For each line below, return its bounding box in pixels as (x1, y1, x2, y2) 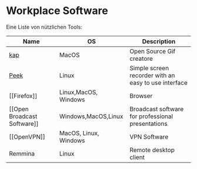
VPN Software (129, 133, 169, 141)
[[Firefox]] (9, 92, 38, 100)
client (129, 153, 145, 161)
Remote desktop (129, 146, 175, 154)
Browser (129, 92, 153, 100)
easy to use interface (129, 78, 188, 87)
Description (142, 37, 176, 45)
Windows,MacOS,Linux (59, 112, 124, 120)
